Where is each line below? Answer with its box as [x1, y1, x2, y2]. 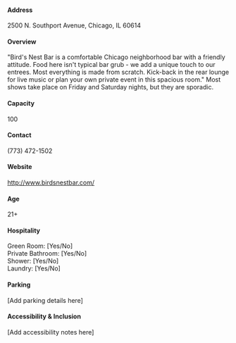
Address [7, 6, 33, 14]
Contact [7, 131, 32, 139]
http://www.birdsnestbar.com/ [7, 178, 95, 187]
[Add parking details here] [7, 296, 83, 304]
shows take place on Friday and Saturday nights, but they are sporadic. [7, 83, 213, 92]
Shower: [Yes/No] [7, 257, 59, 266]
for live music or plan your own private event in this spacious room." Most [7, 75, 221, 84]
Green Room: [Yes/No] [7, 242, 73, 250]
